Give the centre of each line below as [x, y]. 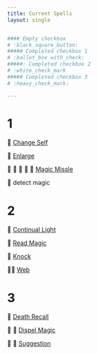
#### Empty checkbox [37, 39]
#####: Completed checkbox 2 [49, 64]
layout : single [29, 20]
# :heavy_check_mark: [38, 83]
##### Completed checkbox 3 [48, 77]
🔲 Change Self [28, 143]
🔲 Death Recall [28, 317]
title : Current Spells [40, 13]
